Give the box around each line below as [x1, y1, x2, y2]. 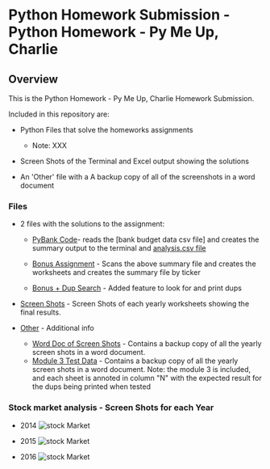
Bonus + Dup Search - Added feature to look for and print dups [31, 283, 242, 293]
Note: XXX [31, 141, 67, 150]
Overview [8, 72, 59, 86]
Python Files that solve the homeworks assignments [19, 125, 193, 134]
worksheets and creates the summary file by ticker [31, 268, 201, 277]
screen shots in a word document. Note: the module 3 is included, [31, 365, 251, 374]
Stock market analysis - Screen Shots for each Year [8, 402, 214, 413]
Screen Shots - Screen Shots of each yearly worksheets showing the [19, 299, 250, 309]
